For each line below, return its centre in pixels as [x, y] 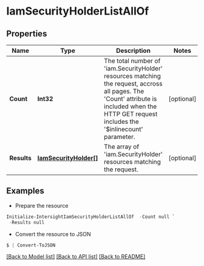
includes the [122, 121]
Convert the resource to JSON [53, 234]
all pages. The [124, 91]
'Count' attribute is [131, 99]
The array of [122, 147]
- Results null [27, 222]
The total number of [132, 61]
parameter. [120, 137]
